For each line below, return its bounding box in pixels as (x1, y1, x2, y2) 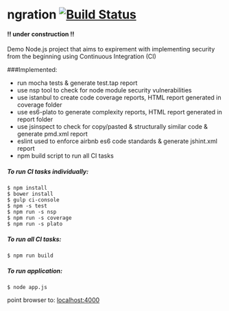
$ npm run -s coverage (7, 214, 72, 222)
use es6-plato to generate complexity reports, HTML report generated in (16, 108, 223, 116)
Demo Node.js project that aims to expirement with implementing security (7, 45, 215, 53)
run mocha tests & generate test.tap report (16, 79, 138, 87)
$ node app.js (7, 284, 48, 291)
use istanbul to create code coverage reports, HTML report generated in (16, 93, 221, 102)
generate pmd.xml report (16, 130, 88, 138)
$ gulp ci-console (7, 197, 60, 203)
